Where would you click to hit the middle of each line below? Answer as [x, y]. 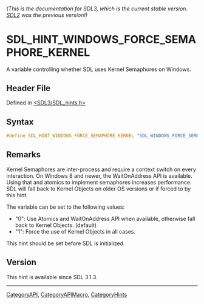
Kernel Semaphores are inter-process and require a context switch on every [101, 169]
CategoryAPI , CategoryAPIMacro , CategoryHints [67, 294]
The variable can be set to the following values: [66, 207]
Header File [29, 88]
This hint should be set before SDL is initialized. [66, 243]
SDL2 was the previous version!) [47, 15]
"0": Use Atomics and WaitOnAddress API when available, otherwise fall [105, 218]
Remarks [24, 155]
